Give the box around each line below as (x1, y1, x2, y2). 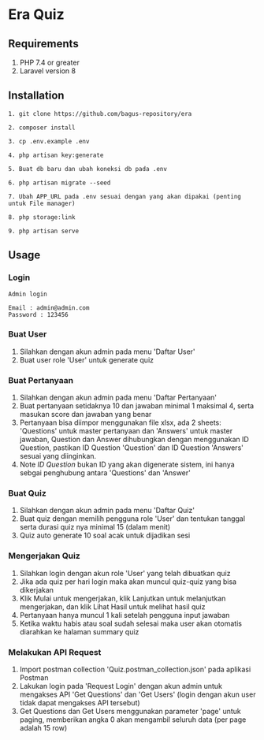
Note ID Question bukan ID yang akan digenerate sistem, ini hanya (19, 459, 235, 470)
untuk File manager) (8, 199, 76, 207)
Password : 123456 (8, 311, 69, 318)
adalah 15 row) (19, 723, 68, 732)
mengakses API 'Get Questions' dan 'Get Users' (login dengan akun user (19, 690, 256, 699)
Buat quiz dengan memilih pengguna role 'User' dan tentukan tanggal (19, 514, 246, 523)
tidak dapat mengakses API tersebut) (19, 697, 140, 707)
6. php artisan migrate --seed (8, 179, 111, 187)
